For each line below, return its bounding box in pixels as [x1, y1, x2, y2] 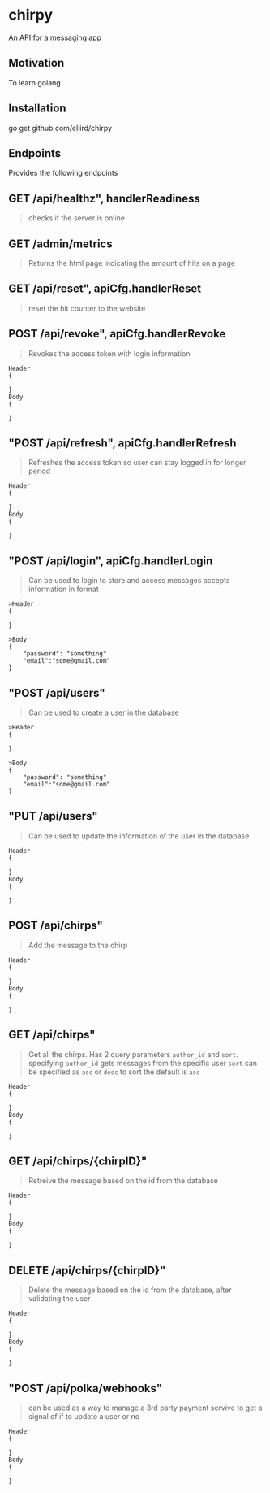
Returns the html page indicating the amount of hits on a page [28, 259, 235, 268]
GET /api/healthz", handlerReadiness [8, 191, 200, 205]
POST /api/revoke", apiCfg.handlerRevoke [8, 327, 226, 341]
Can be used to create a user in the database [28, 707, 180, 717]
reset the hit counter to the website [28, 303, 146, 313]
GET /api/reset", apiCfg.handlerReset [8, 282, 201, 296]
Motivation [8, 56, 65, 70]
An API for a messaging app [8, 33, 102, 42]
